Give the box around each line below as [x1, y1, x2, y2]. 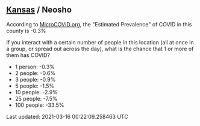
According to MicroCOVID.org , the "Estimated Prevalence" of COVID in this [6, 20, 192, 28]
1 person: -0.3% [14, 63, 55, 70]
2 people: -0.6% [14, 69, 56, 77]
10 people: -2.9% [14, 88, 58, 95]
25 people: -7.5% [14, 95, 58, 102]
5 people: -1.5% [14, 82, 55, 89]
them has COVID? [6, 51, 50, 59]
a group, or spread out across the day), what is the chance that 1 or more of [6, 45, 194, 52]
